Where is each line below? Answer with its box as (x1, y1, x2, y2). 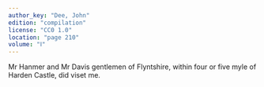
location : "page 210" (8, 33, 80, 42)
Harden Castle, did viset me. (8, 71, 101, 80)
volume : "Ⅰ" (8, 41, 46, 49)
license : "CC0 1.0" (8, 26, 73, 34)
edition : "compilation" (8, 19, 87, 27)
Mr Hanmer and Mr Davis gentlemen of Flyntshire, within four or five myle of (8, 62, 257, 71)
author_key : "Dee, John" (8, 11, 90, 20)
